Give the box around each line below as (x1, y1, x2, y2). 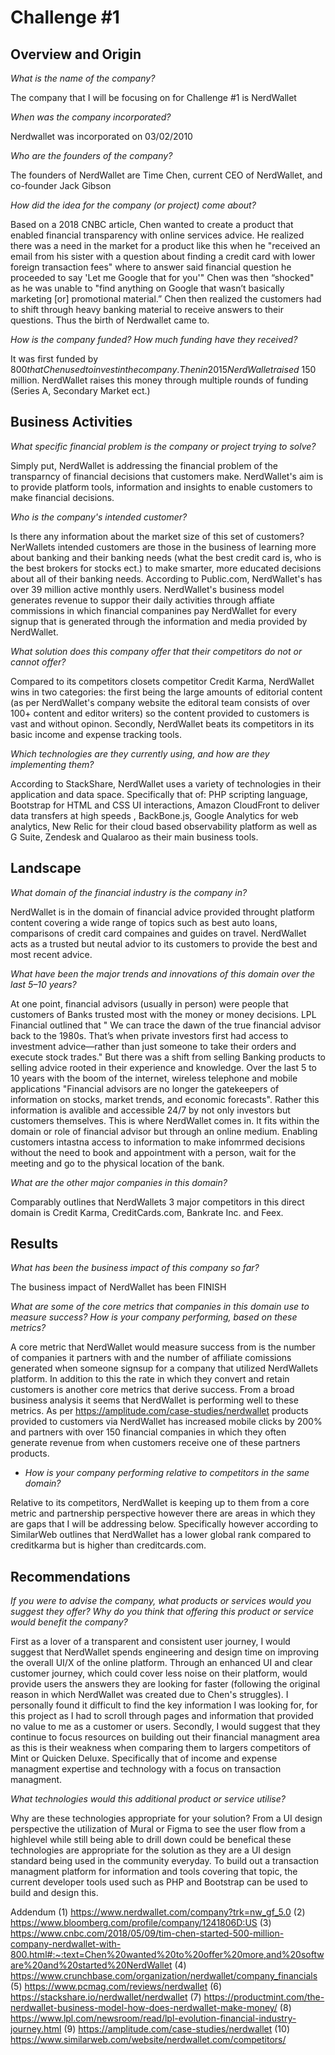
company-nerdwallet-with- (10, 1938, 122, 1950)
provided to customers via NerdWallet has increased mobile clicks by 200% (10, 1416, 323, 1428)
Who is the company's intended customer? (10, 511, 188, 523)
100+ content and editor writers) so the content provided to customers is (10, 707, 310, 719)
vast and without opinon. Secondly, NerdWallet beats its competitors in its (10, 717, 315, 730)
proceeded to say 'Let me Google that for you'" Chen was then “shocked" (10, 272, 315, 283)
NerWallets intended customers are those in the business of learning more (10, 541, 317, 553)
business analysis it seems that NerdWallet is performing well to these (10, 1394, 299, 1406)
